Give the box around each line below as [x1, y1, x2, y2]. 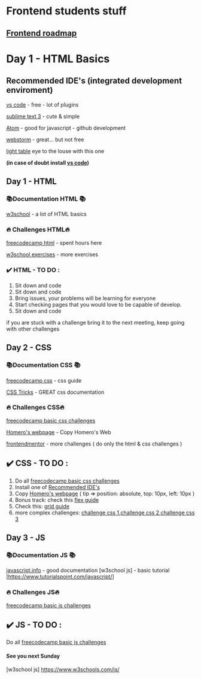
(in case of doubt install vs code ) [6, 159, 90, 166]
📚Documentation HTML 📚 [6, 195, 86, 203]
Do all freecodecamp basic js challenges [6, 639, 106, 646]
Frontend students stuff [6, 4, 127, 18]
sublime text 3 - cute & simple [6, 113, 80, 120]
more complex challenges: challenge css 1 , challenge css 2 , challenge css [14, 509, 195, 516]
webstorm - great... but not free [6, 136, 84, 143]
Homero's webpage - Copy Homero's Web [6, 428, 112, 435]
